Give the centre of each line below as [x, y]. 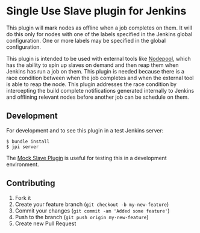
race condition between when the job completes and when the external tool [100, 78]
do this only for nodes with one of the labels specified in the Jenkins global [99, 34]
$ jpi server [23, 147]
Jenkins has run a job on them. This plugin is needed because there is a [95, 71]
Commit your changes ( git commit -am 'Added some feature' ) [92, 210]
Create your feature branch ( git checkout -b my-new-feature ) [92, 204]
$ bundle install [28, 141]
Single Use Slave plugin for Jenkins [96, 11]
